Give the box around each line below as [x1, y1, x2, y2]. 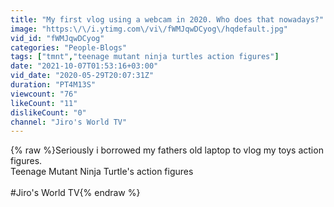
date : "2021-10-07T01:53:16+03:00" [10, 61, 159, 71]
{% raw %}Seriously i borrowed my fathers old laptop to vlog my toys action [10, 144, 324, 156]
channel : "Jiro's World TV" [10, 117, 128, 127]
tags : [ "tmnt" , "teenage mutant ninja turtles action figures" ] [10, 52, 280, 62]
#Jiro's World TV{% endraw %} [10, 187, 141, 199]
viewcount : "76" [10, 89, 78, 99]
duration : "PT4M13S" [10, 80, 97, 90]
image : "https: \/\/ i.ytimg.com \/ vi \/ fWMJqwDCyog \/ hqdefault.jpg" [10, 24, 288, 34]
